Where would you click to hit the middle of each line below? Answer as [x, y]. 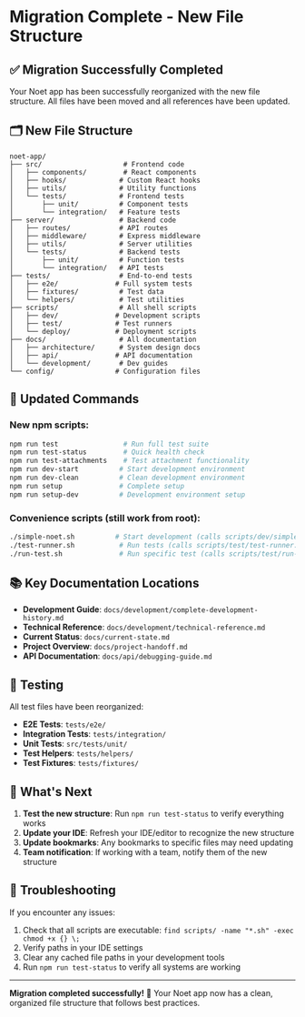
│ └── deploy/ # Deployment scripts [103, 331]
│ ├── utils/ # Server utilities [101, 244]
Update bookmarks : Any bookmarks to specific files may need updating [157, 842]
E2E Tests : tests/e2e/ [64, 724]
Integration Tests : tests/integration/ [94, 734]
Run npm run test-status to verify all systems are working [132, 967]
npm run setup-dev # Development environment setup [128, 494]
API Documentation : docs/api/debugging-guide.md [117, 656]
